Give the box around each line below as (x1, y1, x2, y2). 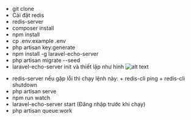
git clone (12, 5, 35, 12)
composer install (12, 24, 54, 32)
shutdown (12, 81, 38, 88)
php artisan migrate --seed (12, 57, 81, 64)
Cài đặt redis (12, 12, 45, 19)
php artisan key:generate (12, 44, 76, 51)
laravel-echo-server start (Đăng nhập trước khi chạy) (12, 101, 146, 108)
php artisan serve (12, 88, 57, 95)
